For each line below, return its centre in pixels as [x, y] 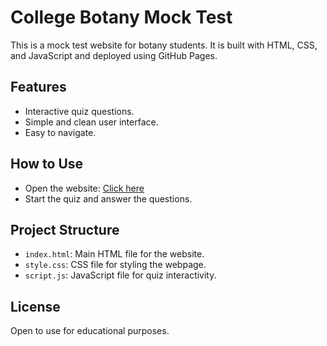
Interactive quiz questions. [79, 111]
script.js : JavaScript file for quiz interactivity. [120, 275]
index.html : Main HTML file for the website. [114, 254]
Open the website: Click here [84, 188]
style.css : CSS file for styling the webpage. [115, 265]
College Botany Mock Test [121, 17]
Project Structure [65, 229]
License [35, 306]
